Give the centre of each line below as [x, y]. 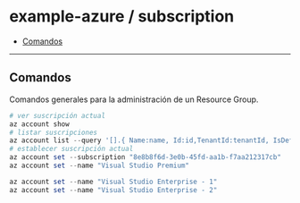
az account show [39, 124]
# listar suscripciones [54, 132]
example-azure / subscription [122, 17]
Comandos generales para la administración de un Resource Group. [134, 99]
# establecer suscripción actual [71, 149]
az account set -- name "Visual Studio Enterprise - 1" [113, 182]
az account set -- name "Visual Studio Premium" [100, 165]
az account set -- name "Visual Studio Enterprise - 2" [113, 190]
